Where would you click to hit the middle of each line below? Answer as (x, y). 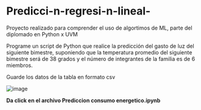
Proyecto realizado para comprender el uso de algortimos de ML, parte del (99, 28)
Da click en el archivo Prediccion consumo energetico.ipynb (83, 100)
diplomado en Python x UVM (42, 34)
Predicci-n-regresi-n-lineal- (78, 11)
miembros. (20, 65)
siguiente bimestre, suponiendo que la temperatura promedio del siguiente (99, 52)
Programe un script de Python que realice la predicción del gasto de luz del (100, 46)
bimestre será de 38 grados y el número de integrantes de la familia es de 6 (101, 59)
